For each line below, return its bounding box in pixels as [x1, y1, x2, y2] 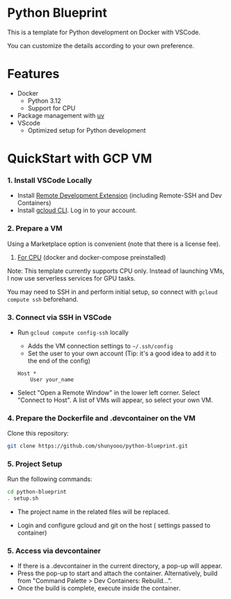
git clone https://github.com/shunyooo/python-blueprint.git [7, 443, 189, 450]
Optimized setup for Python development [27, 126, 146, 134]
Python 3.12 [27, 96, 61, 105]
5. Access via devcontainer [7, 546, 101, 556]
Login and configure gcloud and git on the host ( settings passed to [17, 522, 211, 530]
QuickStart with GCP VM [7, 151, 152, 167]
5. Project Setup [7, 459, 63, 469]
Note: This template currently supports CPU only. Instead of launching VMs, [7, 267, 225, 275]
